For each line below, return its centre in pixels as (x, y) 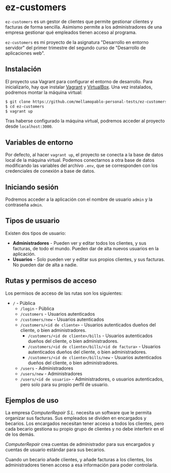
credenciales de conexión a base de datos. (50, 171)
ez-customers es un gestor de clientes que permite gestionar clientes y (79, 21)
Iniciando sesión (32, 187)
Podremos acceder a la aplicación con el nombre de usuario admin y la (79, 199)
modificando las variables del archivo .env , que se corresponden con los (81, 165)
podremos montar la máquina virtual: (44, 92)
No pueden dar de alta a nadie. (45, 265)
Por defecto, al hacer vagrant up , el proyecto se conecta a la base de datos (84, 155)
